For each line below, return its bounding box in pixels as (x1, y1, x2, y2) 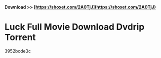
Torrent (4, 32, 36, 43)
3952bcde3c (4, 48, 31, 54)
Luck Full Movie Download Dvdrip (4, 22, 145, 32)
